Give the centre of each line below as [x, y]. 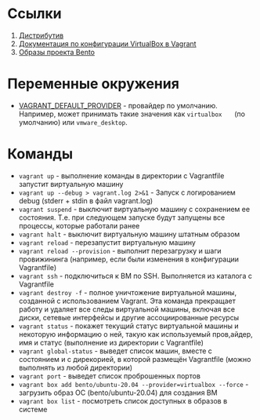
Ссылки [34, 14]
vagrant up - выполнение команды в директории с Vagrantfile [121, 175]
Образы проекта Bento [57, 52]
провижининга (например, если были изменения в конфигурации [129, 259]
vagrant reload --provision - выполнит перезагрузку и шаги [120, 250]
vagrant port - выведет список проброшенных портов [110, 376]
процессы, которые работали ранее [79, 225]
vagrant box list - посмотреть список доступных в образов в [123, 400]
